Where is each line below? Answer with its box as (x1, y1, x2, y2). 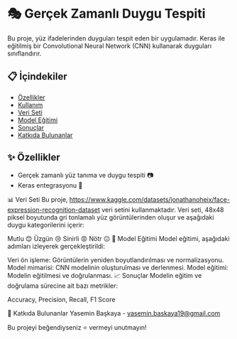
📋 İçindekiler (7, 70, 67, 82)
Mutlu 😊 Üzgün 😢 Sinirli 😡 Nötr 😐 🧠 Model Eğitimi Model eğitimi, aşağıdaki (7, 234, 230, 242)
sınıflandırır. (7, 49, 42, 58)
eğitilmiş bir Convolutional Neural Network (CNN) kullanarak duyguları (7, 41, 211, 50)
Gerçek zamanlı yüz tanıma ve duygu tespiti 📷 (17, 171, 154, 179)
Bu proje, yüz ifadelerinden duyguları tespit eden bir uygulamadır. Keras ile (7, 33, 226, 43)
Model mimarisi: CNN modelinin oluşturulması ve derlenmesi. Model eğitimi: (7, 263, 228, 271)
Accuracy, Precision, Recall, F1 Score (7, 295, 116, 303)
